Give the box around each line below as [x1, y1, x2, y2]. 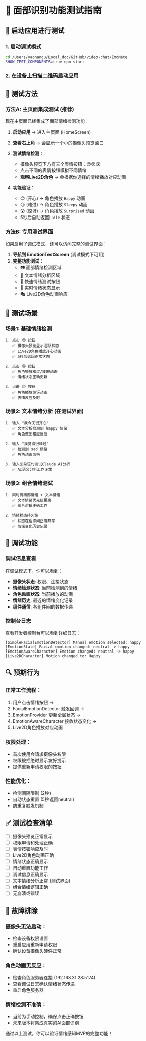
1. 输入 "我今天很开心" [5, 420, 50, 425]
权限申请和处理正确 [12, 839, 53, 845]
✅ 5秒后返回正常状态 [12, 354, 50, 359]
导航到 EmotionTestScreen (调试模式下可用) [12, 251, 105, 257]
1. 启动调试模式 [5, 42, 42, 50]
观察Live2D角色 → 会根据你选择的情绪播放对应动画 [20, 174, 126, 180]
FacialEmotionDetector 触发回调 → [12, 706, 85, 712]
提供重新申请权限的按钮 [12, 763, 62, 769]
